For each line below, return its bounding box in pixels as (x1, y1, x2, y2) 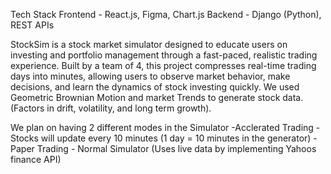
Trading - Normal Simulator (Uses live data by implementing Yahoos (36, 143, 317, 154)
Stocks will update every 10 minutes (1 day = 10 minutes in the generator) (10, 132, 312, 144)
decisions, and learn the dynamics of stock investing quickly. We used (10, 81, 300, 93)
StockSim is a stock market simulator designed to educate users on (10, 39, 288, 50)
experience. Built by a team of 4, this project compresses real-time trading (10, 60, 317, 71)
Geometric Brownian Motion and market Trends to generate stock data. (10, 92, 304, 103)
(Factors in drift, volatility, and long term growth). (10, 102, 212, 114)
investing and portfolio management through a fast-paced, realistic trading (10, 49, 318, 61)
